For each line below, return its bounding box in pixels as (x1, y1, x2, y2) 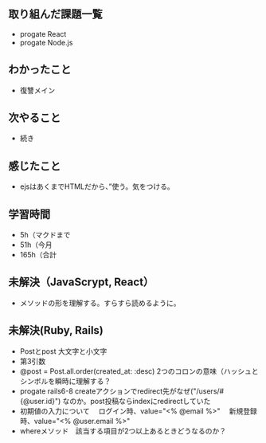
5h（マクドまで (19, 230, 71, 240)
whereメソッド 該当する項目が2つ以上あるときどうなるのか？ (19, 425, 227, 436)
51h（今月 (19, 240, 53, 249)
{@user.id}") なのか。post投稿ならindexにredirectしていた (19, 396, 211, 406)
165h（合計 (19, 250, 57, 260)
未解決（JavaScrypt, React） (8, 276, 155, 289)
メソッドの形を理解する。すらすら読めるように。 (19, 298, 181, 308)
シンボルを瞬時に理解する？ (19, 376, 111, 386)
